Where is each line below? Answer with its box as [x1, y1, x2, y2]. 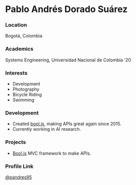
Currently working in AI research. [12, 126, 81, 132]
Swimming [12, 97, 35, 103]
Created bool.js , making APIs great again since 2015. [12, 121, 121, 127]
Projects [5, 139, 26, 146]
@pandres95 [5, 174, 32, 180]
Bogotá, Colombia [5, 33, 43, 39]
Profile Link [5, 162, 34, 169]
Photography [12, 86, 40, 92]
